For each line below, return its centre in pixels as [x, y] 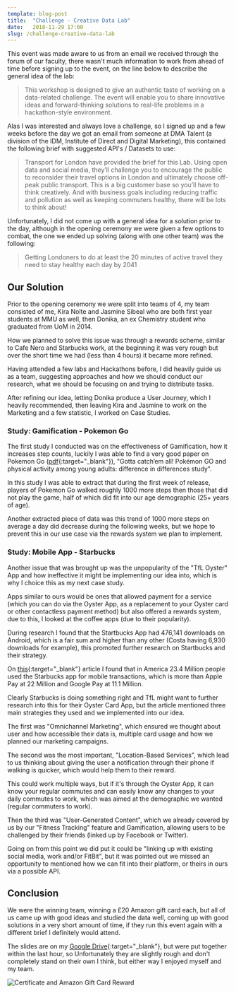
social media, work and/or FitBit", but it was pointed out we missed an [108, 856]
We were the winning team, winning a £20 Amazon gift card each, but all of [116, 910]
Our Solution [36, 287]
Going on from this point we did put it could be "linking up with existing [110, 848]
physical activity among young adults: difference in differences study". [110, 469]
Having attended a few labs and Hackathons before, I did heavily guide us [114, 369]
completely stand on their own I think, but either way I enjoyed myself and [114, 961]
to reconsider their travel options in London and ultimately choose [120, 177]
